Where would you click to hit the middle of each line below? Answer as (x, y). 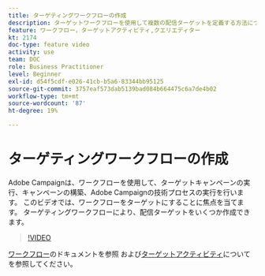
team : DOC (24, 60)
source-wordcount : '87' (47, 103)
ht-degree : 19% (33, 111)
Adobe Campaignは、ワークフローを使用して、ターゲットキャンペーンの (126, 182)
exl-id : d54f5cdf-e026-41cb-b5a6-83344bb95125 (86, 81)
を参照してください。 (43, 263)
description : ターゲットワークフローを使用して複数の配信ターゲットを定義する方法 (128, 23)
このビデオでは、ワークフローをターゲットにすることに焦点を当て (130, 202)
